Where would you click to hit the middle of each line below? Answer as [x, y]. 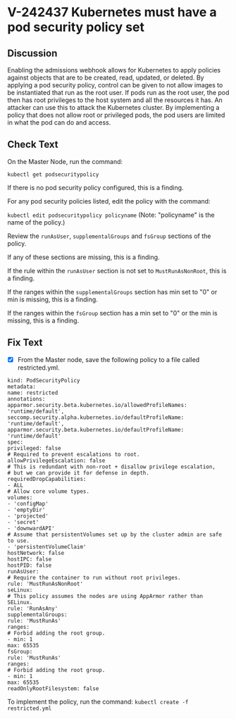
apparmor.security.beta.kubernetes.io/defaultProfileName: [96, 430]
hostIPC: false [30, 559]
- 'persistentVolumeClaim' [47, 546]
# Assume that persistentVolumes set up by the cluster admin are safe [114, 534]
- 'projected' [28, 516]
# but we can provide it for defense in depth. [79, 473]
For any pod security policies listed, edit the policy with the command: [109, 201]
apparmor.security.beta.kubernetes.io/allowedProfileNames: [98, 405]
